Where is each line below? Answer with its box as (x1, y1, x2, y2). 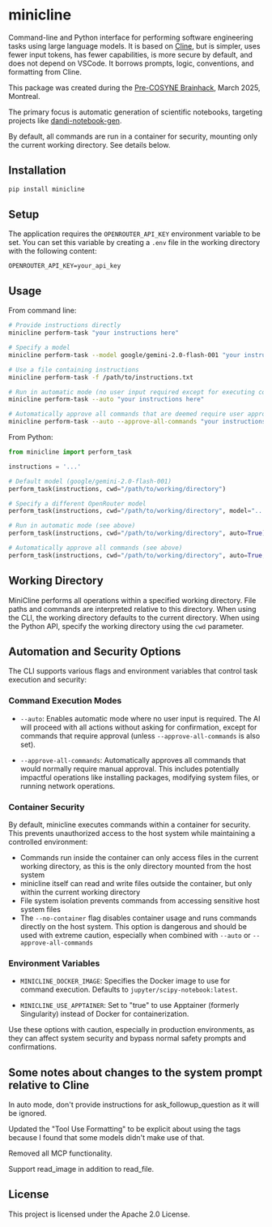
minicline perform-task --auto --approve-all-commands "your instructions (8, 418, 266, 426)
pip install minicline (8, 185, 85, 193)
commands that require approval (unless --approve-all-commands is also (19, 730, 261, 740)
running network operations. (19, 781, 116, 790)
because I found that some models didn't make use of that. (8, 1133, 205, 1143)
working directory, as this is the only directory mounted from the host (19, 861, 252, 871)
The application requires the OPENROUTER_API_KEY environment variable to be (8, 229, 261, 239)
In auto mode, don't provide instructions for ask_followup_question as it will (8, 1100, 260, 1109)
